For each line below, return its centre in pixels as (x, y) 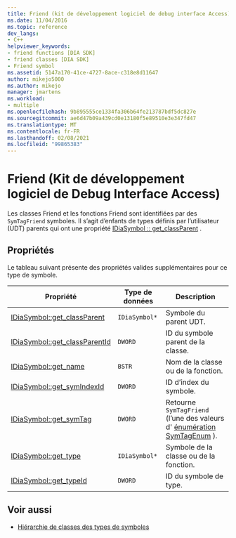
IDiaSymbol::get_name (48, 366)
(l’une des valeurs (195, 418)
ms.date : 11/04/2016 (38, 20)
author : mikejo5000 (36, 79)
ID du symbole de (194, 476)
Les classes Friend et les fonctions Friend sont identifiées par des (103, 214)
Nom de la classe (194, 362)
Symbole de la (189, 447)
